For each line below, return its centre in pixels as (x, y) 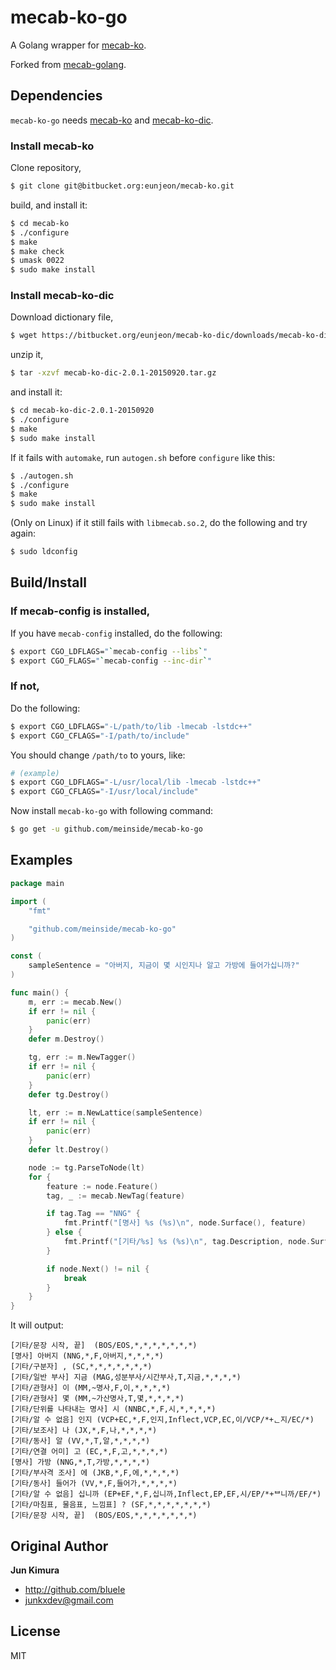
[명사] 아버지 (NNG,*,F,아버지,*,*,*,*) (87, 1356)
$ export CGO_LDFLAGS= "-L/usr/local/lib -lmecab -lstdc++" (136, 782)
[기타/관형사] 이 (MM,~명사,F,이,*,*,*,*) (90, 1388)
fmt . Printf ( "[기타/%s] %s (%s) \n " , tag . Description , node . (187, 1242)
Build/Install (48, 582)
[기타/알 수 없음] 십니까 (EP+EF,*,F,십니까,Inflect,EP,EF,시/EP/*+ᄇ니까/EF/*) (166, 1494)
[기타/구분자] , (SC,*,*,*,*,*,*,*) (81, 1367)
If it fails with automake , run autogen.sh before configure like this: (143, 457)
